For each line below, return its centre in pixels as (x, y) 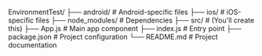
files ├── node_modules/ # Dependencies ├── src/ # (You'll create (145, 20)
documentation (33, 45)
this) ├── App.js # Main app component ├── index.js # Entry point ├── (125, 28)
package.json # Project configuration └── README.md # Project (113, 37)
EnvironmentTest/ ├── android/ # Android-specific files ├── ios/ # (116, 12)
